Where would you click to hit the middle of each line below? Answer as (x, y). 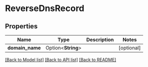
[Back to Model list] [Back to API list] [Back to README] (61, 60)
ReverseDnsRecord (45, 8)
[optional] (130, 48)
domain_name (24, 48)
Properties (21, 26)
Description (100, 40)
